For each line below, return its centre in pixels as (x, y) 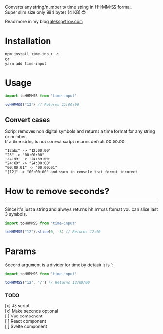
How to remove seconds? (57, 191)
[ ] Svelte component (26, 326)
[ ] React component (25, 321)
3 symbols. (16, 214)
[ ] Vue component (24, 316)
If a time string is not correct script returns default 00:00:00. (65, 142)
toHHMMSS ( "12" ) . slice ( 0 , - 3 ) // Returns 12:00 (53, 232)
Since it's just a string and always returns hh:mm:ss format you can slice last (81, 209)
